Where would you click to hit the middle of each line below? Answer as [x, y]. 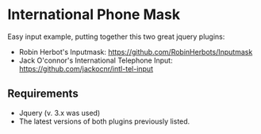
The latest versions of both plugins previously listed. [104, 121]
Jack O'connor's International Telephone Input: [96, 60]
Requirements [43, 94]
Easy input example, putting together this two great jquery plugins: [116, 36]
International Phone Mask [94, 15]
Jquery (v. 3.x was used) [59, 113]
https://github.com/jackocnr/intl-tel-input [86, 68]
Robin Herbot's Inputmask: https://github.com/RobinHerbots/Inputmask [136, 52]
